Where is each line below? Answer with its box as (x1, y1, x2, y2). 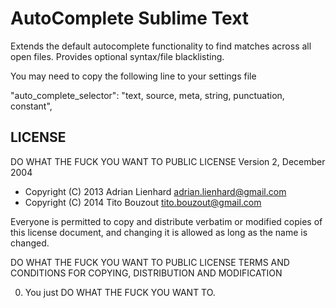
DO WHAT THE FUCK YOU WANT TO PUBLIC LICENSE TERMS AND (10, 256, 290, 268)
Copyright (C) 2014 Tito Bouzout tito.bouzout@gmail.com (24, 196, 262, 208)
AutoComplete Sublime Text (10, 7, 250, 30)
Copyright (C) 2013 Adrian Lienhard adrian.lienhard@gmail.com (24, 185, 287, 197)
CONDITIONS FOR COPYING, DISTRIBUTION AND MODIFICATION (10, 267, 283, 279)
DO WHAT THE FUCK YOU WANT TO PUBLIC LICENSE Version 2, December (10, 155, 326, 167)
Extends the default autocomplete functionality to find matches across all (10, 40, 312, 52)
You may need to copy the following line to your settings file (10, 70, 257, 82)
